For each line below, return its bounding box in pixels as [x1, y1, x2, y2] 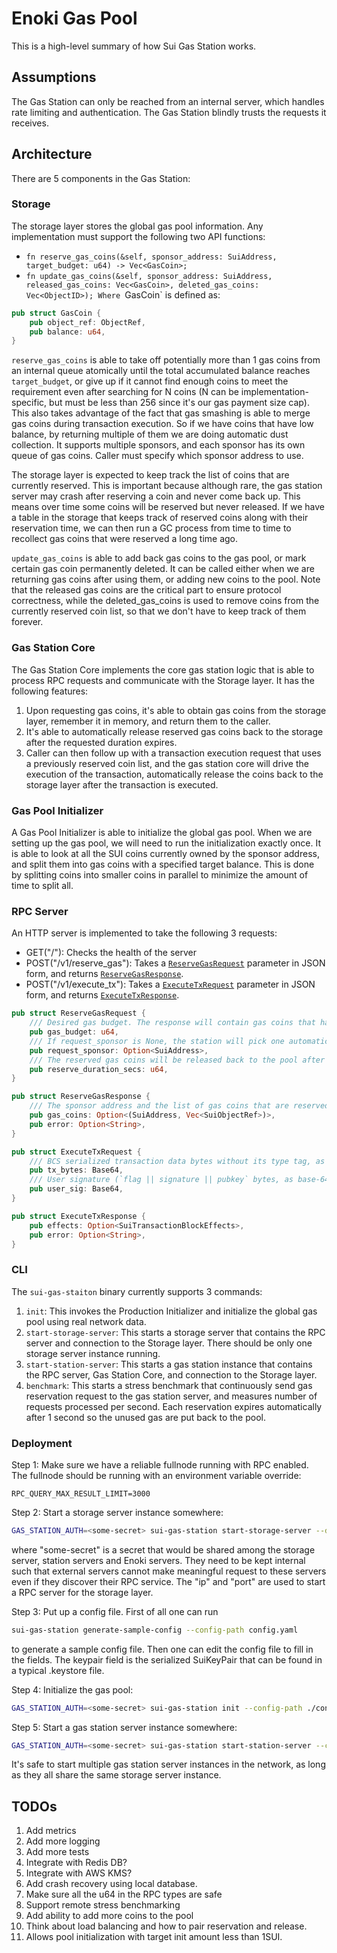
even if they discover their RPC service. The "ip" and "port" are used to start [11, 1575, 326, 1587]
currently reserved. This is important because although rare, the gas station [11, 480, 323, 492]
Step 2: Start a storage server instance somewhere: [11, 1506, 224, 1518]
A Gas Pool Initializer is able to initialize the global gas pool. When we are [11, 826, 313, 838]
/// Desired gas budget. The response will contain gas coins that [29, 1018, 316, 1028]
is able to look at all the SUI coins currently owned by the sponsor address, [11, 847, 320, 859]
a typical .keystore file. [11, 1664, 105, 1676]
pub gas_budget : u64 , [29, 1027, 119, 1037]
